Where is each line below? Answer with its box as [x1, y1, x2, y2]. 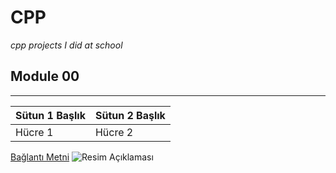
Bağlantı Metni [10, 151, 70, 163]
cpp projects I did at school [10, 39, 123, 51]
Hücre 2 [94, 125, 134, 139]
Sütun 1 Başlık [15, 108, 86, 122]
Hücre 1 [15, 125, 54, 139]
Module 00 [10, 68, 80, 85]
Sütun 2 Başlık [94, 108, 166, 122]
